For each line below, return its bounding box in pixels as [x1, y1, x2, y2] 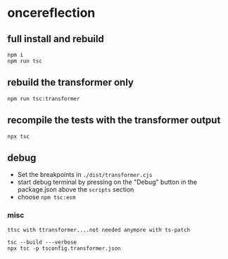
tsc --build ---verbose [7, 239, 77, 246]
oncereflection [7, 5, 96, 21]
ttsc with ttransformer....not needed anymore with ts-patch [7, 226, 191, 233]
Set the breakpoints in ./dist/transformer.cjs [17, 171, 153, 179]
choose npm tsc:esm [17, 193, 76, 201]
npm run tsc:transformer [7, 95, 80, 102]
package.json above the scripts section [17, 185, 134, 194]
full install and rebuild [7, 33, 104, 45]
